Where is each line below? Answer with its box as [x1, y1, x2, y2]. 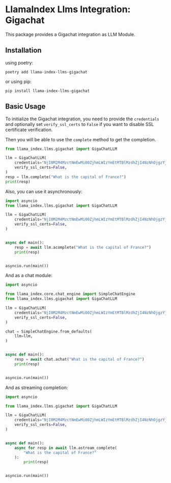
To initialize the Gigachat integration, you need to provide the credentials [5, 116, 159, 122]
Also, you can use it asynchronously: [5, 188, 82, 194]
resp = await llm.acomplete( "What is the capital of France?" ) [14, 245, 152, 250]
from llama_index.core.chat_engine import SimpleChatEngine [5, 292, 136, 297]
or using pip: [5, 78, 32, 85]
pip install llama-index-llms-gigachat [5, 88, 90, 93]
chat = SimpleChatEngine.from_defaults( [5, 329, 93, 334]
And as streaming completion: [5, 384, 68, 391]
